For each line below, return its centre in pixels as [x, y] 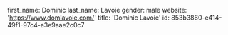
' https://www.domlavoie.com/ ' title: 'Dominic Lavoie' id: [88, 17]
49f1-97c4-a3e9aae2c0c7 [46, 25]
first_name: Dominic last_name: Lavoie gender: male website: [97, 10]
